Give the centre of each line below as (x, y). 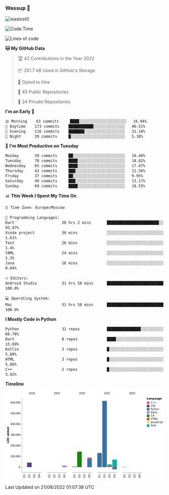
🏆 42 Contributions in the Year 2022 (56, 59)
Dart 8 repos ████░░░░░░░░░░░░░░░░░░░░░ (84, 339)
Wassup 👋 (18, 8)
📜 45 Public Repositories (43, 92)
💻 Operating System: (28, 299)
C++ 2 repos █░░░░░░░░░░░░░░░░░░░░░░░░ (84, 370)
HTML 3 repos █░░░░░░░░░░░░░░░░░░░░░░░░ (84, 360)
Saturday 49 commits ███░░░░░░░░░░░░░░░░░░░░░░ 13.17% (75, 181)
